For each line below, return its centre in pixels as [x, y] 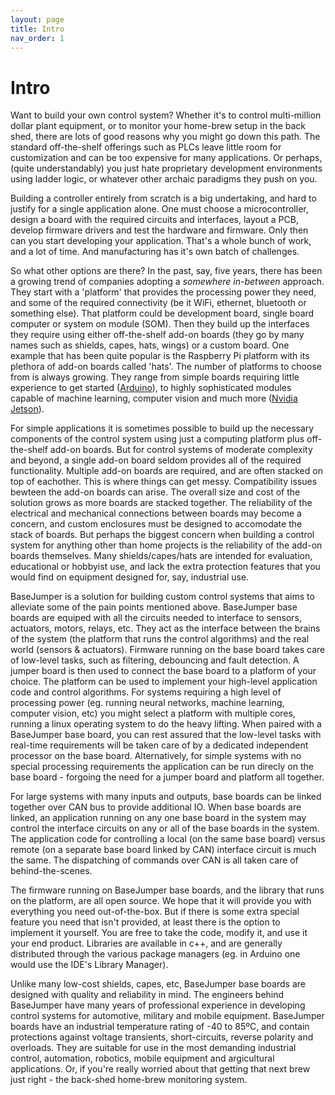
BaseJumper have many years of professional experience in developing [158, 1005]
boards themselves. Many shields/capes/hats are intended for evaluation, [161, 556]
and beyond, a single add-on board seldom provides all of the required [156, 460]
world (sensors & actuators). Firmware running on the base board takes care [168, 650]
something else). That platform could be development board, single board [162, 313]
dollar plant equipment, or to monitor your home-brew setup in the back [158, 126]
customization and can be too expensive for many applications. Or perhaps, [166, 158]
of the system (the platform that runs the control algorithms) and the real [160, 639]
